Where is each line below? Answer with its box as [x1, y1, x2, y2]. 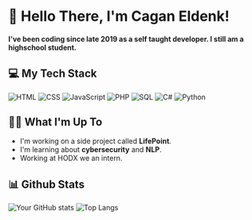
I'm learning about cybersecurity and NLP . [19, 145, 162, 154]
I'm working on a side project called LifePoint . [19, 136, 171, 146]
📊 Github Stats [8, 178, 85, 191]
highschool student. [8, 42, 77, 52]
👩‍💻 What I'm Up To [8, 115, 103, 129]
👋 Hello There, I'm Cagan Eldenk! [8, 7, 230, 26]
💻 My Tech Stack [8, 67, 97, 81]
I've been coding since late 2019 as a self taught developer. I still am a [8, 34, 245, 43]
